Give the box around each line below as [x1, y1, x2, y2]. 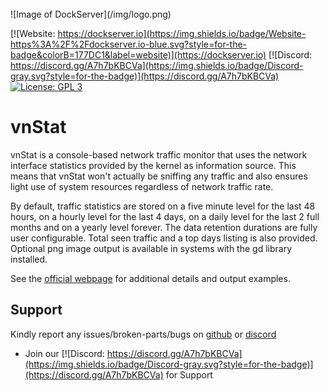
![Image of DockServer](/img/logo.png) [10, 8, 172, 20]
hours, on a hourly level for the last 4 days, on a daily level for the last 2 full [10, 210, 320, 222]
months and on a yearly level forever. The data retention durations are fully [10, 221, 318, 233]
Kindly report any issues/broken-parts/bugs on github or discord [10, 328, 277, 340]
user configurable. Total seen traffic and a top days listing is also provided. [10, 232, 318, 244]
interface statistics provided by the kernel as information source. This [10, 159, 297, 171]
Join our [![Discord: [24, 347, 105, 359]
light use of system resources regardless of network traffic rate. [10, 180, 274, 192]
